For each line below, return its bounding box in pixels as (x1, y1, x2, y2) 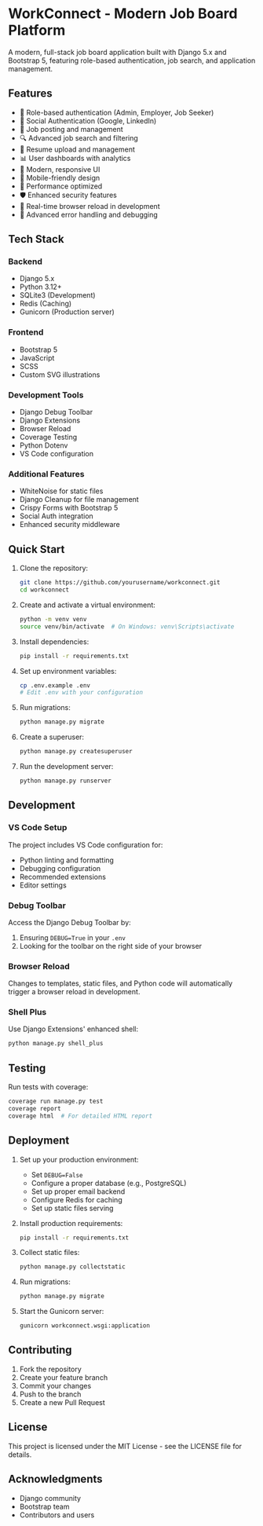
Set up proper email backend (31, 1187, 126, 1196)
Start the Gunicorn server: (19, 1307, 104, 1316)
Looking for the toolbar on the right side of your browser (19, 941, 203, 950)
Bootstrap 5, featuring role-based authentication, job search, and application (8, 56, 256, 65)
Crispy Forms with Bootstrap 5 (19, 503, 119, 513)
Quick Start (8, 543, 65, 556)
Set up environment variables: (19, 666, 117, 675)
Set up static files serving (31, 1203, 114, 1213)
